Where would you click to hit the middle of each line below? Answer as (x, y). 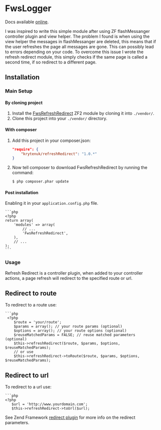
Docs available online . (27, 22)
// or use (24, 352)
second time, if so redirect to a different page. (51, 62)
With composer (21, 130)
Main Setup (19, 91)
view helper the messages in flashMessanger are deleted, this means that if (80, 41)
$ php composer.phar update (40, 182)
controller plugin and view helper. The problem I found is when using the (77, 36)
